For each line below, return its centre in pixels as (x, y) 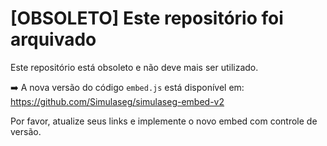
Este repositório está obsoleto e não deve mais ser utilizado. (134, 67)
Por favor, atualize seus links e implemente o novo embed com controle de (164, 121)
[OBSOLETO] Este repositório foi (147, 18)
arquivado (53, 39)
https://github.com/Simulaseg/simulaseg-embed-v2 (117, 101)
